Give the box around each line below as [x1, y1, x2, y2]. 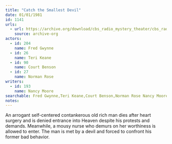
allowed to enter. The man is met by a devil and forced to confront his [5, 129, 152, 135]
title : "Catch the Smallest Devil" [5, 7, 81, 13]
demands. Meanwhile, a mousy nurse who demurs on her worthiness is [5, 123, 156, 129]
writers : [5, 79, 24, 84]
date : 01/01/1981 [5, 12, 42, 17]
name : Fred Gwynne [14, 46, 54, 51]
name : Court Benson [14, 65, 56, 70]
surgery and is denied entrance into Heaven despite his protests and [5, 117, 150, 124]
